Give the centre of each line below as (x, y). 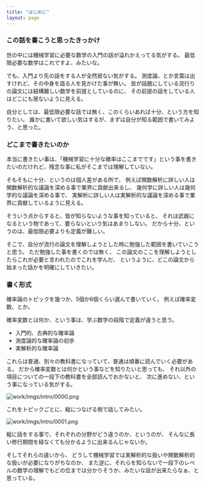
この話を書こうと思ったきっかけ (53, 41)
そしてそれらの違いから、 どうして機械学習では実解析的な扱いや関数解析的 (101, 455)
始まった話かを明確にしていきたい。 (52, 267)
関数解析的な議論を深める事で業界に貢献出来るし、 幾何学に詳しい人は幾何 (101, 187)
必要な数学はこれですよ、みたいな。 (57, 63)
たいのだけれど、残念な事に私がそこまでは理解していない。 (81, 167)
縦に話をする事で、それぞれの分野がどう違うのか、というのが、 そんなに (98, 434)
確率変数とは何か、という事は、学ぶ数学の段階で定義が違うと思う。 (92, 320)
